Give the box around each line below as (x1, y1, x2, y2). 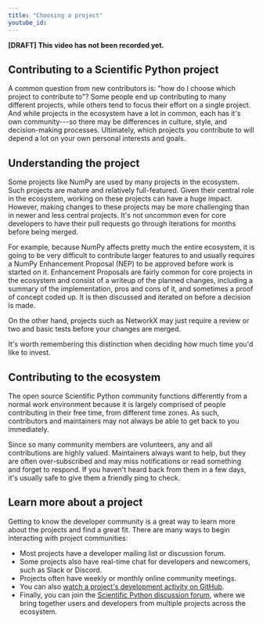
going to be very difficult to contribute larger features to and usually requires (8, 251, 255, 260)
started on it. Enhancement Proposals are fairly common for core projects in (8, 267, 253, 277)
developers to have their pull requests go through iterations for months (8, 219, 236, 228)
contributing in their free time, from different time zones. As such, (8, 408, 220, 417)
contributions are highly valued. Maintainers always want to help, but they (8, 448, 247, 457)
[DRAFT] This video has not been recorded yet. (8, 40, 164, 49)
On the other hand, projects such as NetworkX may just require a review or (8, 316, 250, 325)
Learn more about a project (8, 495, 143, 510)
